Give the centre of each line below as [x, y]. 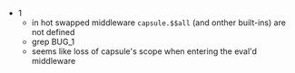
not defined [53, 32]
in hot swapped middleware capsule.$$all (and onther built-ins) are [158, 23]
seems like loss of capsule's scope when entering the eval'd [144, 51]
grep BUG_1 [53, 41]
